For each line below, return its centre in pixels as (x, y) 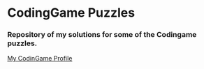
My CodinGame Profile (40, 59)
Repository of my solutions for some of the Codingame (102, 35)
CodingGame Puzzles (71, 13)
